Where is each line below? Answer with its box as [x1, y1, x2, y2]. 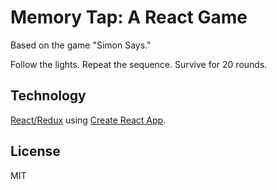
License [10, 143, 61, 160]
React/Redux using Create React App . [10, 114, 167, 126]
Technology [10, 87, 87, 105]
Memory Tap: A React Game [10, 6, 248, 29]
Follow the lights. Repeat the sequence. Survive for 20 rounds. [10, 58, 268, 70]
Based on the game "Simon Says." [10, 39, 152, 51]
